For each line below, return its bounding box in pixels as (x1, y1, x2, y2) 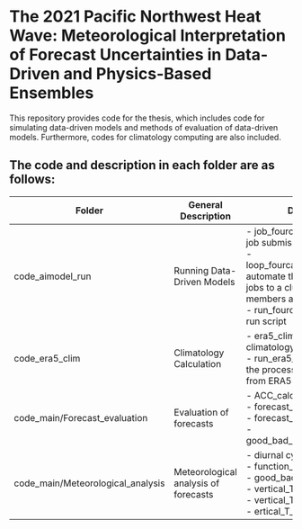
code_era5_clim (13, 352, 81, 364)
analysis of (173, 477, 220, 489)
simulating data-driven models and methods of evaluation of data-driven (9, 121, 279, 132)
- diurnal (245, 448, 284, 461)
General (188, 198, 223, 211)
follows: (9, 172, 56, 187)
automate (245, 270, 286, 282)
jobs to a (245, 281, 283, 293)
